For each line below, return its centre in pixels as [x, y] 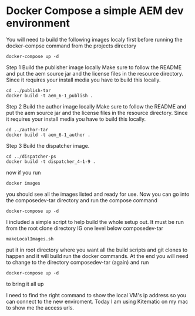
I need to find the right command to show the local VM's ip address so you [96, 295]
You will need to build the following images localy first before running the [95, 39]
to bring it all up [25, 284]
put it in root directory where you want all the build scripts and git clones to [97, 250]
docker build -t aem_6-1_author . [48, 135]
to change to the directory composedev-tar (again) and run [78, 262]
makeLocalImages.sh [30, 239]
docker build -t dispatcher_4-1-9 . [51, 162]
